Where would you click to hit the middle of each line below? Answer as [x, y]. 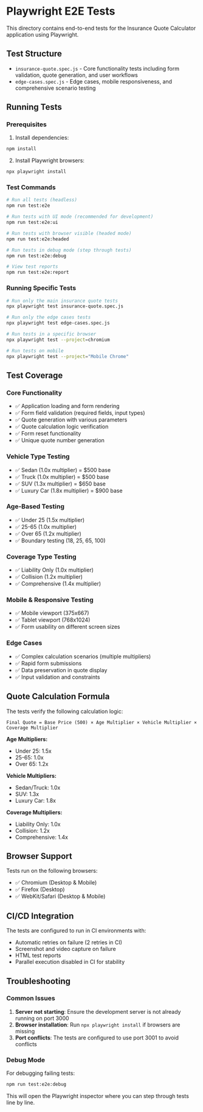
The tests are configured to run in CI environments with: [76, 931]
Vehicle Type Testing [38, 457]
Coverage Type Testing [42, 556]
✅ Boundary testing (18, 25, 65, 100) [60, 540]
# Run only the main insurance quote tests [62, 301]
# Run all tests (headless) [42, 200]
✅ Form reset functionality [48, 434]
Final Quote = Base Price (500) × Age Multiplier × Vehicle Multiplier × [102, 722]
